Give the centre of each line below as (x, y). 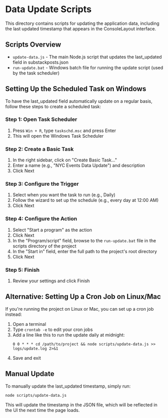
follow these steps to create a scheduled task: (53, 106)
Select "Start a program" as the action (52, 230)
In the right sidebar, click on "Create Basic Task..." (65, 160)
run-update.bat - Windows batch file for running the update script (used (88, 67)
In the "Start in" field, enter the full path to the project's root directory (85, 251)
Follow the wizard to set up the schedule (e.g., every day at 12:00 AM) (86, 200)
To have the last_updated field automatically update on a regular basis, (79, 101)
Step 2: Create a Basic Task (39, 149)
